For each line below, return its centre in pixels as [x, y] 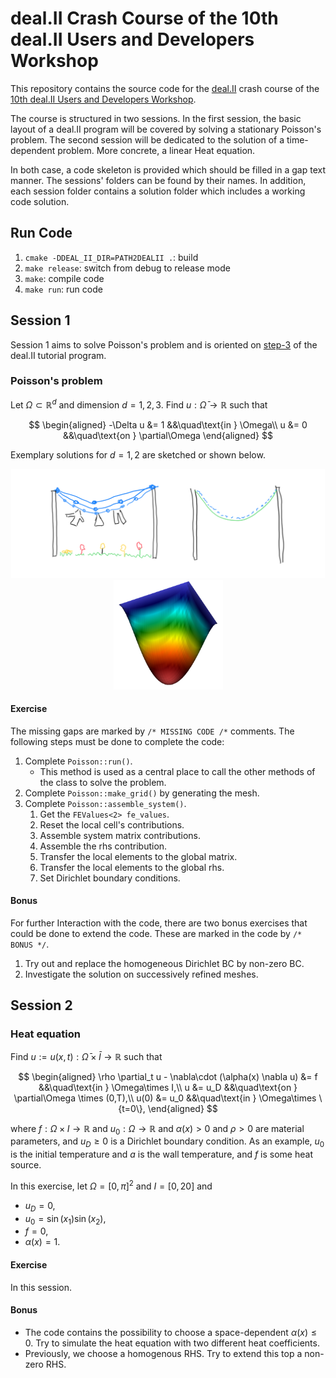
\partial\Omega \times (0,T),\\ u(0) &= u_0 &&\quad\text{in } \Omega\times [165, 1098]
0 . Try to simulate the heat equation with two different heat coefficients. [172, 1343]
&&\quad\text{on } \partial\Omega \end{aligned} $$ [168, 435]
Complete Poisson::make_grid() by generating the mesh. [142, 793]
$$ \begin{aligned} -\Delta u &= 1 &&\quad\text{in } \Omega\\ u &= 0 [168, 424]
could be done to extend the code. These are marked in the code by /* [156, 933]
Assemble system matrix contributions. [120, 835]
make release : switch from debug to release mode [127, 268]
